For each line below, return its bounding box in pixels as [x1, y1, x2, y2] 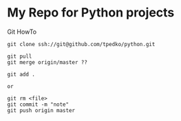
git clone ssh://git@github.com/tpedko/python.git [7, 41, 156, 47]
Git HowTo [7, 27, 36, 36]
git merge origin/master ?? [7, 58, 88, 66]
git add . [7, 71, 36, 78]
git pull [7, 53, 32, 60]
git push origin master [7, 107, 76, 114]
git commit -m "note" [7, 101, 70, 108]
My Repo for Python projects [7, 5, 175, 21]
